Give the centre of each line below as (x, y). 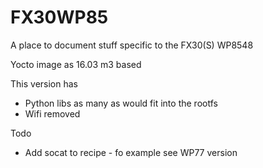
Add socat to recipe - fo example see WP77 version (131, 152)
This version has (44, 83)
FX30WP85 (59, 17)
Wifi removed (52, 113)
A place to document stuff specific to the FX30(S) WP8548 (132, 45)
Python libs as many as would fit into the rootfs (121, 103)
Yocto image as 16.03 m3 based (76, 64)
